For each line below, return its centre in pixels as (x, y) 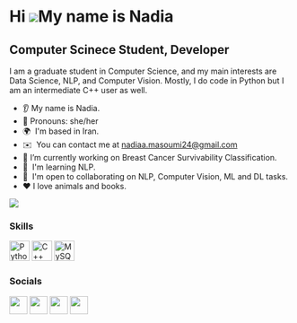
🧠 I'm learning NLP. (59, 167)
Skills (22, 226)
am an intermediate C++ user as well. (79, 90)
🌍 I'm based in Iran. (61, 131)
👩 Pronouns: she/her (60, 121)
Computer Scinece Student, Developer (119, 50)
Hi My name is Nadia (92, 17)
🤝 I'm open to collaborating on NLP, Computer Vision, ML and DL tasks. (155, 176)
